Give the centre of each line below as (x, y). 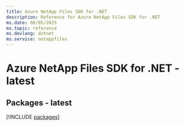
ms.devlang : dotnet (30, 34)
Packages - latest (39, 103)
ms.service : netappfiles (37, 39)
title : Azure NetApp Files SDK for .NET (57, 12)
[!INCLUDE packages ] (33, 117)
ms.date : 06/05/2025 (32, 22)
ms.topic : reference (32, 28)
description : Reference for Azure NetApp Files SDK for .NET (83, 17)
